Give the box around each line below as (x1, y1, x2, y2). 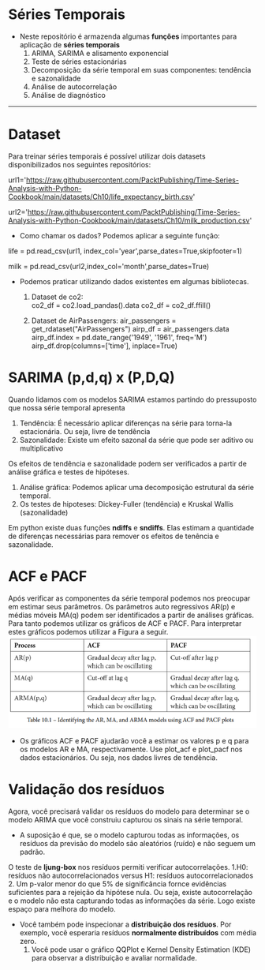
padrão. (19, 847, 46, 856)
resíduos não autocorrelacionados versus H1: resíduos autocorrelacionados (8, 871, 254, 880)
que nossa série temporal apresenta (8, 403, 125, 412)
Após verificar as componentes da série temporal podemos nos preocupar (8, 594, 251, 603)
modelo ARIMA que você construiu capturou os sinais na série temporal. (8, 815, 243, 824)
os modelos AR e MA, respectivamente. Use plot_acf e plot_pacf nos (19, 744, 243, 754)
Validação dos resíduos (8, 780, 166, 798)
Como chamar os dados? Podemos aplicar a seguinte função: (19, 230, 221, 240)
